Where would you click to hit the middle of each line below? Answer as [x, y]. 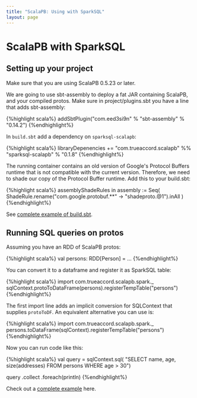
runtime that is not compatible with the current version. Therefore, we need [98, 172]
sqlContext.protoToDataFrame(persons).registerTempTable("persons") [92, 288]
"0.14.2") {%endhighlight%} [40, 125]
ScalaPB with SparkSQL [66, 47]
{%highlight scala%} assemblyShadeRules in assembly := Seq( [83, 190]
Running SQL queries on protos [65, 233]
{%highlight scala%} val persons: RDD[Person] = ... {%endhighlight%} [92, 259]
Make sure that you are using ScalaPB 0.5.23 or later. [71, 83]
